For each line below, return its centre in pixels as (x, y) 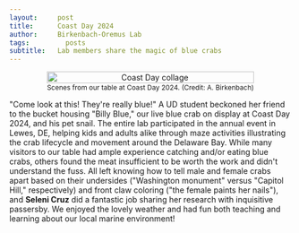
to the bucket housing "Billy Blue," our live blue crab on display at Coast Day (150, 114)
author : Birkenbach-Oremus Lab (76, 34)
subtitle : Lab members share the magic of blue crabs (115, 51)
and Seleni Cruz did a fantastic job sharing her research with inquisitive (141, 200)
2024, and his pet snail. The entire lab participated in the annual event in (142, 124)
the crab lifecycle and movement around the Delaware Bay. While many (141, 142)
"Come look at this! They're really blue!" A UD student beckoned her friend (147, 105)
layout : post (42, 17)
